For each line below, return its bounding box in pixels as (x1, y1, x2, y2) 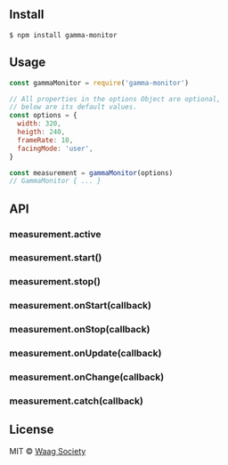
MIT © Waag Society (9, 445, 86, 456)
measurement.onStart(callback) (9, 300, 151, 312)
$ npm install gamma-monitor (9, 30, 118, 39)
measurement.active (9, 228, 102, 240)
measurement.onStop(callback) (9, 324, 151, 336)
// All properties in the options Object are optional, (9, 94, 221, 103)
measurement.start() (9, 252, 102, 264)
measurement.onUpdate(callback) (9, 347, 162, 359)
